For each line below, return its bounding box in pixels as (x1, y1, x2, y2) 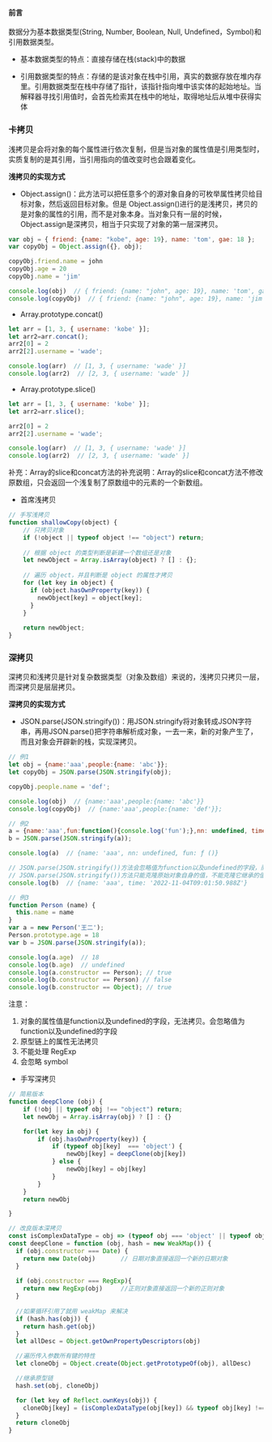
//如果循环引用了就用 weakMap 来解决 (15, 1307, 128, 1316)
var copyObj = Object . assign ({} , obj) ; (8, 243, 143, 251)
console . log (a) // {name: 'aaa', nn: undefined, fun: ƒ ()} (8, 849, 219, 858)
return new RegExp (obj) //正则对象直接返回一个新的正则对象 (23, 1285, 225, 1293)
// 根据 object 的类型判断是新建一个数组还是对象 (23, 548, 172, 557)
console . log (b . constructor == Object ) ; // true (8, 983, 172, 992)
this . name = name (15, 908, 74, 917)
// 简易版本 (8, 1090, 45, 1099)
